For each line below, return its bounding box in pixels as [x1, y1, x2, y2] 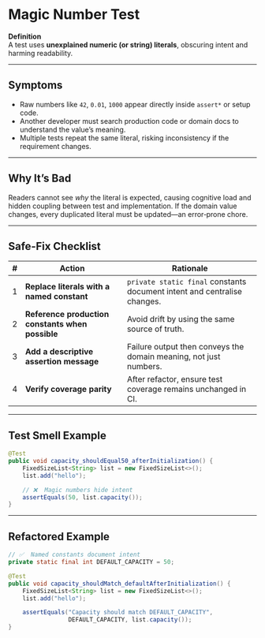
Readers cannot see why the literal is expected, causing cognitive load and [8, 192, 252, 202]
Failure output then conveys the [126, 341, 244, 353]
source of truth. [126, 323, 185, 334]
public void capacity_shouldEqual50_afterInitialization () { [8, 457, 214, 465]
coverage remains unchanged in [126, 384, 247, 395]
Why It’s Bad [8, 172, 72, 185]
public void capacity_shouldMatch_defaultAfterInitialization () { [8, 580, 231, 588]
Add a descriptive [24, 346, 94, 357]
